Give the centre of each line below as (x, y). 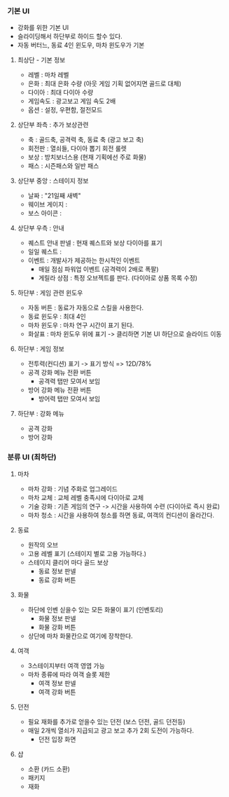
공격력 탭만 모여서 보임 (69, 381)
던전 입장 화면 (57, 739)
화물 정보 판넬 (57, 618)
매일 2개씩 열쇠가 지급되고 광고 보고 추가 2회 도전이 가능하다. (111, 730)
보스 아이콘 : (44, 213)
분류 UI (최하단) (32, 457)
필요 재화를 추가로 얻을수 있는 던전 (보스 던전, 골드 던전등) (106, 721)
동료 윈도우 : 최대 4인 (57, 317)
